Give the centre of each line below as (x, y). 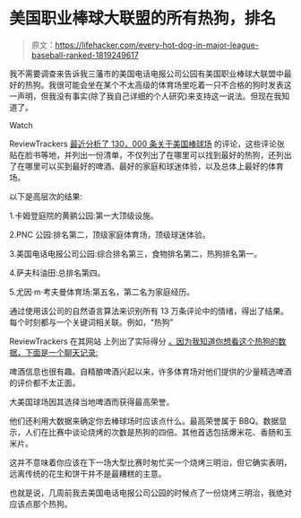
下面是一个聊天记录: (61, 352)
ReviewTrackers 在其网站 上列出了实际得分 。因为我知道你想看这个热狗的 (144, 341)
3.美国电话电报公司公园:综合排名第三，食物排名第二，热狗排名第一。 (136, 253)
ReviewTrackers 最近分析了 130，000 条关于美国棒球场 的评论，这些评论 (143, 144)
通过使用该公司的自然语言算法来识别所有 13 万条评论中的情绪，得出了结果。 (149, 311)
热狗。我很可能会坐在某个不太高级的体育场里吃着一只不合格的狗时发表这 (158, 84)
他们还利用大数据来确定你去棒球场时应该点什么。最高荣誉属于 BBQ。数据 (144, 421)
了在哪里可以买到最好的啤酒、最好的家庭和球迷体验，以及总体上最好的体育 (146, 166)
